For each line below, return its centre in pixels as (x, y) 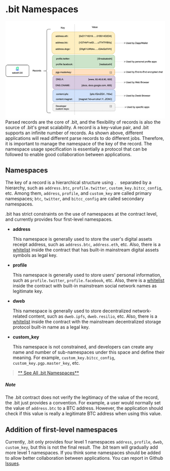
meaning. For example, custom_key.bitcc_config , (64, 358)
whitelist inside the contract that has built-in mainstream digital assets (86, 250)
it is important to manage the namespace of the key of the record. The (79, 143)
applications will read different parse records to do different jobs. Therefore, (85, 138)
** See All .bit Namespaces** (48, 373)
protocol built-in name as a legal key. (51, 327)
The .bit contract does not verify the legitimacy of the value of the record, (82, 397)
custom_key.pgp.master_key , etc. (46, 363)
